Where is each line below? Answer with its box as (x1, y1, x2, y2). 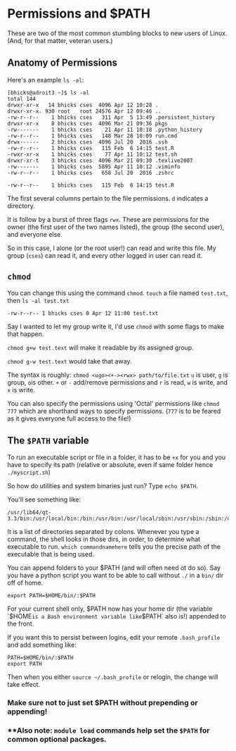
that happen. (7, 330, 44, 338)
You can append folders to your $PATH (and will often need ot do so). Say (7, 564, 221, 572)
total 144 (7, 95, 37, 102)
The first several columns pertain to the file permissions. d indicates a (7, 194, 209, 202)
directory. (7, 201, 35, 210)
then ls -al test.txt (7, 296, 70, 304)
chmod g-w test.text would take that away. (7, 356, 132, 365)
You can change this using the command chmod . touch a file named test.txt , (7, 288, 228, 297)
